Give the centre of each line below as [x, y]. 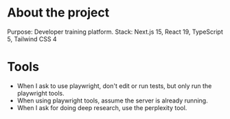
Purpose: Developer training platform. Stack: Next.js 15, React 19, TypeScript [115, 32]
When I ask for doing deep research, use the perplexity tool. [102, 107]
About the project [58, 13]
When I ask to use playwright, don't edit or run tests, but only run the [114, 86]
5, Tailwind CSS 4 [32, 39]
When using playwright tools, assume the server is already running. [112, 100]
